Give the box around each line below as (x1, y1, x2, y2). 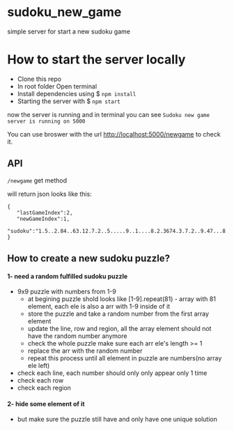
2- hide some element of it (7, 399, 85, 408)
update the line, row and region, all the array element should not (27, 325, 212, 333)
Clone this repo (17, 75, 61, 83)
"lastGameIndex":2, (16, 209, 73, 216)
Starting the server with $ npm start (17, 97, 120, 105)
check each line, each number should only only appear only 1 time (17, 369, 208, 377)
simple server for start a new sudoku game (7, 27, 131, 36)
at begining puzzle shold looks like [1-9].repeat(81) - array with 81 (27, 295, 216, 303)
